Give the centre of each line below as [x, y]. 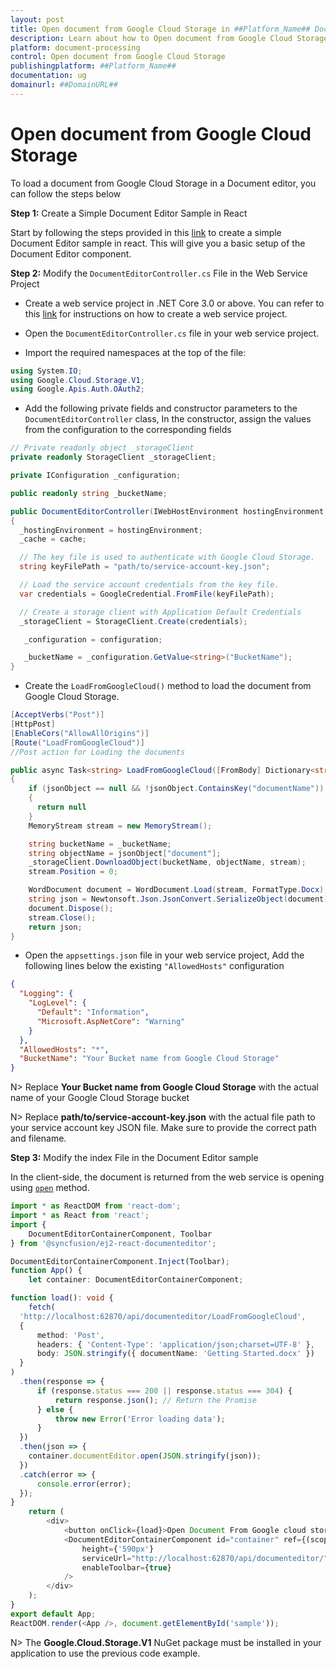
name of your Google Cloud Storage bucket [100, 1098]
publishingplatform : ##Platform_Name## [93, 66]
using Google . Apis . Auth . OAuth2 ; [77, 389]
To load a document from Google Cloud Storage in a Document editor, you [163, 183]
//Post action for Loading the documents [98, 752]
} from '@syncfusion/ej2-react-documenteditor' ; [113, 1243]
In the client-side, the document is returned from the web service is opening [167, 1177]
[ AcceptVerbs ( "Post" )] [57, 715]
